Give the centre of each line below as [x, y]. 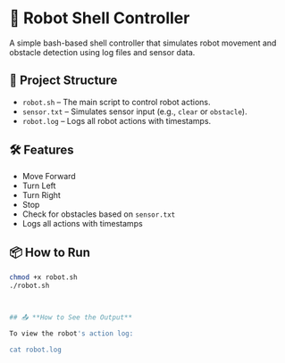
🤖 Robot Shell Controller [100, 18]
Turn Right [41, 194]
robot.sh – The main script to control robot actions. [116, 102]
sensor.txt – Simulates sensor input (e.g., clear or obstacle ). [134, 111]
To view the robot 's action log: [71, 334]
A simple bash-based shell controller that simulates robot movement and [143, 43]
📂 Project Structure [63, 81]
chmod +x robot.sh [43, 277]
